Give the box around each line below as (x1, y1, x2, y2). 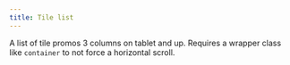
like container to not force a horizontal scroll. (9, 46, 175, 58)
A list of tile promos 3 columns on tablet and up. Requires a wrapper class (9, 37, 282, 48)
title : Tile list (9, 12, 74, 22)
